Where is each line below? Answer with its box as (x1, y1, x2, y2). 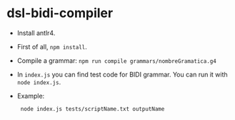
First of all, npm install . (16, 42, 87, 51)
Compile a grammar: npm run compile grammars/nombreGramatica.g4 (16, 56, 217, 65)
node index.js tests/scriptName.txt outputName (20, 105, 165, 112)
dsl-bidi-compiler (6, 5, 114, 21)
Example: (16, 91, 45, 100)
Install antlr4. (16, 29, 56, 37)
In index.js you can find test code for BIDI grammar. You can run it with (16, 70, 228, 79)
